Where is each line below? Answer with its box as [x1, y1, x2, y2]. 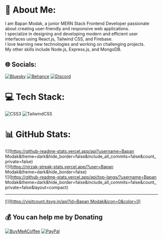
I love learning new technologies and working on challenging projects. [5, 41, 145, 47]
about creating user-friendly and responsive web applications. [5, 25, 130, 31]
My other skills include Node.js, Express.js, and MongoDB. [5, 46, 122, 52]
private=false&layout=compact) [5, 184, 68, 190]
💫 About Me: [5, 4, 56, 16]
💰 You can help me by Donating [5, 213, 103, 221]
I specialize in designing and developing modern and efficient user [5, 31, 138, 37]
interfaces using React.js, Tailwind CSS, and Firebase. [5, 36, 113, 42]
